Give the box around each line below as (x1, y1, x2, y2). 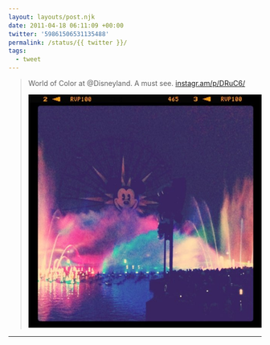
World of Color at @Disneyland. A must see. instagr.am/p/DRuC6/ (27, 79, 246, 88)
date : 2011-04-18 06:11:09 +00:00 (8, 21, 125, 30)
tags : (8, 47, 27, 55)
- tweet (15, 55, 42, 64)
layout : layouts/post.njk (8, 13, 95, 21)
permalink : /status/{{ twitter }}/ (8, 39, 128, 47)
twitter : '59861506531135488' (8, 30, 110, 38)
